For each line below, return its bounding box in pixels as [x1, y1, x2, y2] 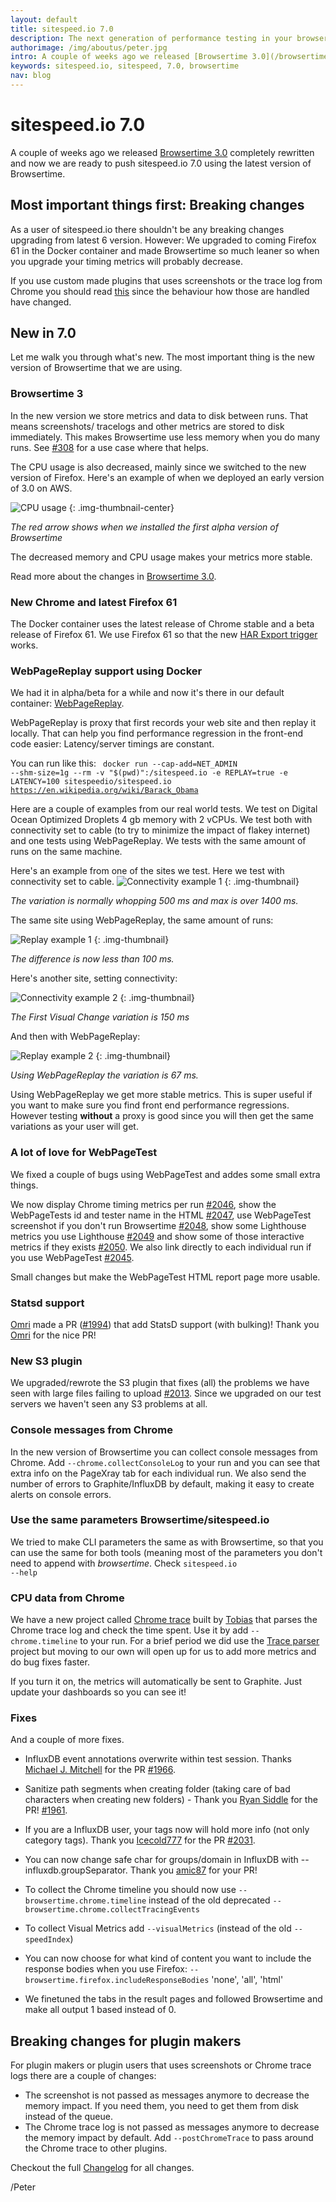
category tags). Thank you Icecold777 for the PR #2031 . [24, 1834, 256, 1846]
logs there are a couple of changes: [10, 2070, 157, 2082]
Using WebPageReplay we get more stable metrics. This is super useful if [10, 1089, 313, 1101]
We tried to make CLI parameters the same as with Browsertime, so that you [10, 1536, 324, 1548]
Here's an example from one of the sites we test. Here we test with [10, 865, 285, 877]
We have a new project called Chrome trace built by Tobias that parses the [10, 1614, 318, 1626]
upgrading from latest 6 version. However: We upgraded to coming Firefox [10, 234, 317, 246]
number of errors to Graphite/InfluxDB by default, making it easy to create [10, 1477, 315, 1490]
